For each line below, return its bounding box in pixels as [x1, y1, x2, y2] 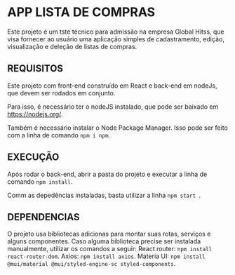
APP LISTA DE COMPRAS [7, 4, 156, 20]
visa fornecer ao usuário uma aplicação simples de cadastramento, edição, [7, 34, 224, 43]
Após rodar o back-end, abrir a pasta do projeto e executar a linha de [7, 170, 208, 178]
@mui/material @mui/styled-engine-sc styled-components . [7, 260, 176, 268]
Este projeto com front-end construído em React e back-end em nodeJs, [7, 81, 217, 90]
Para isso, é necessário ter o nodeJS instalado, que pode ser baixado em [7, 102, 219, 111]
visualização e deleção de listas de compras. [7, 42, 137, 51]
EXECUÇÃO [7, 152, 60, 163]
